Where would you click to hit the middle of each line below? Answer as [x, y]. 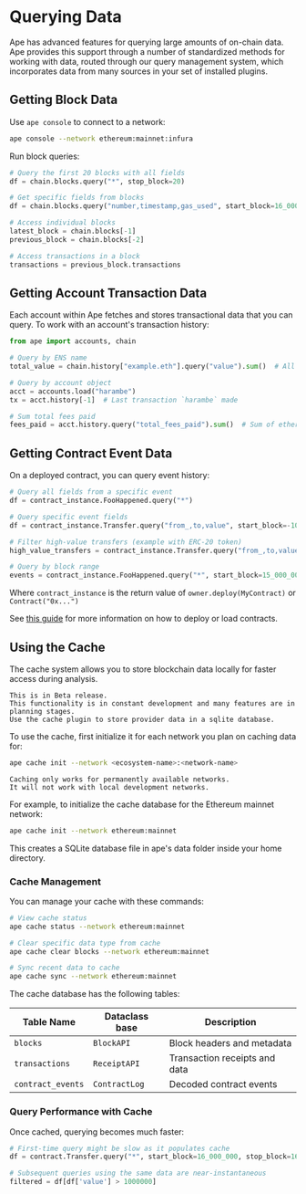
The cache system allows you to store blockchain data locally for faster [143, 669]
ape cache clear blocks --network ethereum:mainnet [109, 951]
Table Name [49, 1022]
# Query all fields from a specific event [91, 492]
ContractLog [118, 1084]
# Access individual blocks [63, 223]
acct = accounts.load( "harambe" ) [73, 391]
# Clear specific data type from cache [85, 943]
